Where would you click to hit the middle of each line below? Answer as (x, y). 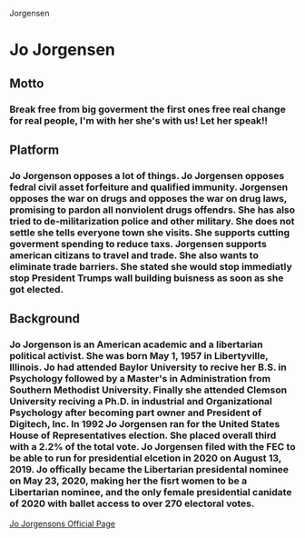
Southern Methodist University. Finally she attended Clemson (148, 390)
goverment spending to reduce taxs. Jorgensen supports (138, 244)
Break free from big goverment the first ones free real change (148, 109)
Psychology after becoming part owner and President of (136, 413)
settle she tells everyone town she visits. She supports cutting (150, 233)
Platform (34, 149)
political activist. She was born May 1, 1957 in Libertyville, (139, 356)
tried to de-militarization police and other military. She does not (152, 221)
